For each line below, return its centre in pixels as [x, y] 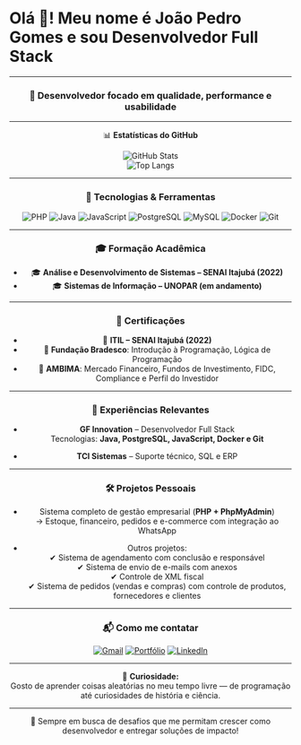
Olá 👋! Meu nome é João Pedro [125, 18]
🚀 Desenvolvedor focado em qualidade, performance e [150, 95]
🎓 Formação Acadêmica [150, 248]
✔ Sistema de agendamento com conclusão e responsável [157, 557]
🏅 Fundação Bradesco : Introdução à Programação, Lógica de [157, 350]
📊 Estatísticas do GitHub [150, 135]
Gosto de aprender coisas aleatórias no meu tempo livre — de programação [150, 686]
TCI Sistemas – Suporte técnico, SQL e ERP [157, 456]
